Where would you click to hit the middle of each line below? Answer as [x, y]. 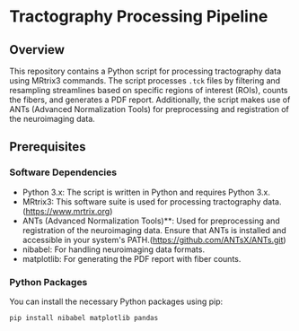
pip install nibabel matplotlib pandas [84, 318]
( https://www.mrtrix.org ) [67, 211]
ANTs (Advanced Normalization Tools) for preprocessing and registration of [149, 109]
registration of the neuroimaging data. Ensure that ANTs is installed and [154, 230]
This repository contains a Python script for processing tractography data [145, 71]
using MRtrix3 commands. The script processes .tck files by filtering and [145, 81]
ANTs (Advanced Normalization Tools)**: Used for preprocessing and [151, 221]
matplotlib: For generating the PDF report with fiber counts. [132, 258]
